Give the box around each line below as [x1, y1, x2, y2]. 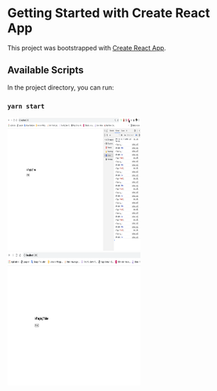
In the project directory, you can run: [7, 83, 114, 92]
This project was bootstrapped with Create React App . [7, 43, 167, 52]
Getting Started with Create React [7, 5, 211, 21]
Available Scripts [7, 64, 84, 76]
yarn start [7, 102, 45, 110]
